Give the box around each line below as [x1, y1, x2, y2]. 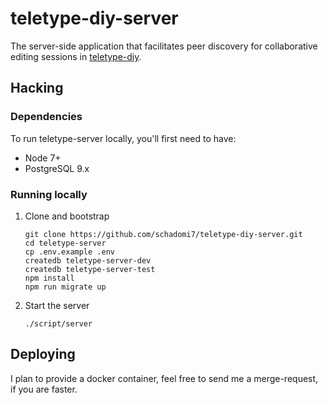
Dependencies [10, 110, 83, 124]
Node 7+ [24, 152, 62, 164]
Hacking [10, 80, 64, 97]
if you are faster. [10, 383, 78, 395]
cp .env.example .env [24, 247, 115, 257]
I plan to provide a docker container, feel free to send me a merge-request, [10, 372, 319, 384]
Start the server [24, 299, 90, 311]
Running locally [10, 187, 88, 201]
